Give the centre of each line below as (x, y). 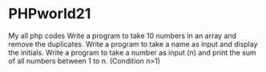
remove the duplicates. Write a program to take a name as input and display (133, 44)
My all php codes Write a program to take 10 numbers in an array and (123, 36)
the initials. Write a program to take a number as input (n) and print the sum (132, 52)
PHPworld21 (50, 14)
